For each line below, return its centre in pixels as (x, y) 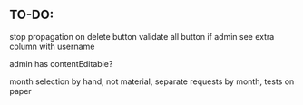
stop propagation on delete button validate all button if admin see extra (142, 36)
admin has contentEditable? (61, 63)
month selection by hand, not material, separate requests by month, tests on (152, 81)
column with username (52, 46)
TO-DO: (32, 15)
